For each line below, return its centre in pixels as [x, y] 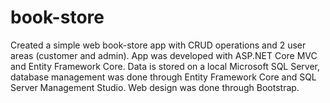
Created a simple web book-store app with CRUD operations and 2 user [158, 45]
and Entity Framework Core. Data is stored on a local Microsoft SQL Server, [165, 66]
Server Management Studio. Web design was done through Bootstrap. [155, 87]
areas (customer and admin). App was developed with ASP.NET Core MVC [164, 55]
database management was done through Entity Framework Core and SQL [163, 77]
